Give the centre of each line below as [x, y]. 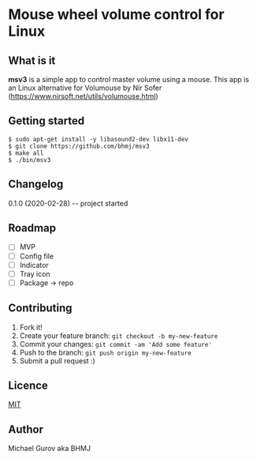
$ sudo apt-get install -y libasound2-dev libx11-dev [99, 139]
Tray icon [35, 273]
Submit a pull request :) [58, 360]
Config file [36, 256]
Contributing [40, 309]
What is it [32, 60]
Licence [28, 385]
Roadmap [32, 228]
